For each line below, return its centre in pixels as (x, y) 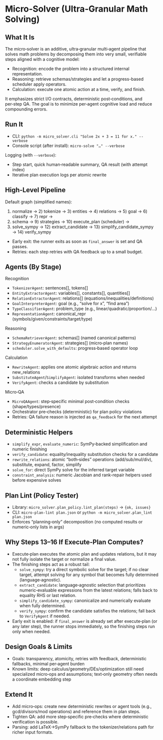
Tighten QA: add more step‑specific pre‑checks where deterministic (80, 717)
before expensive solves (37, 480)
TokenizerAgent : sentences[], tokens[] (50, 288)
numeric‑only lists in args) (38, 527)
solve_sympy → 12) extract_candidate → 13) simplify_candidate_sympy (83, 227)
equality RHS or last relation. (48, 595)
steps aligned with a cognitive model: (42, 59)
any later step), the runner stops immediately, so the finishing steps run (83, 626)
